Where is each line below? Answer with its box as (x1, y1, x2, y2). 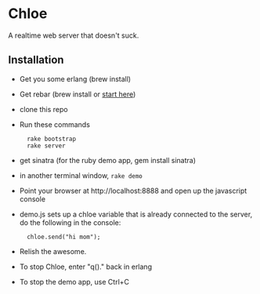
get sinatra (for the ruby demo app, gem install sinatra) (19, 155, 196, 165)
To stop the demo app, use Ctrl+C (19, 277, 130, 286)
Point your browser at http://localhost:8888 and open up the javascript (19, 186, 247, 195)
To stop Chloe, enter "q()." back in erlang (19, 262, 153, 271)
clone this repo (19, 104, 68, 114)
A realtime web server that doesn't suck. (8, 31, 139, 40)
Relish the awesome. (19, 246, 87, 256)
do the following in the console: (19, 217, 121, 227)
